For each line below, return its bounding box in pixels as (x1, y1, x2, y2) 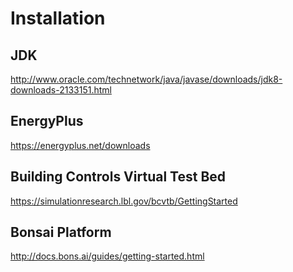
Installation (10, 7, 106, 30)
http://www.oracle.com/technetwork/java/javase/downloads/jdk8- (10, 73, 283, 85)
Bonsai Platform (10, 224, 112, 241)
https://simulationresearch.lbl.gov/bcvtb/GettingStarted (10, 195, 238, 207)
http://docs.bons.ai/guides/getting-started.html (10, 250, 205, 262)
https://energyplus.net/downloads (10, 139, 151, 151)
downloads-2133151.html (10, 84, 112, 96)
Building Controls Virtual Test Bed (10, 168, 227, 186)
